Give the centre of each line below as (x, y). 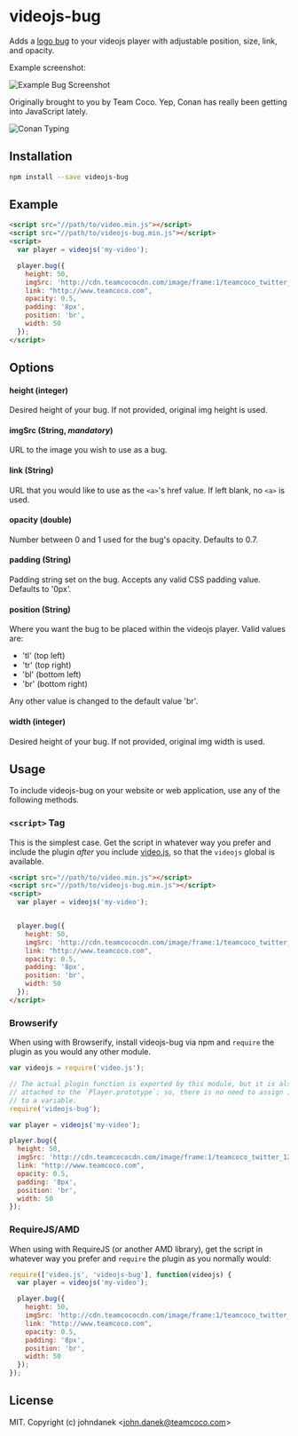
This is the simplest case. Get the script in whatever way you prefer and (140, 842)
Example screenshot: (47, 67)
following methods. (44, 800)
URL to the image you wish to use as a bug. (88, 450)
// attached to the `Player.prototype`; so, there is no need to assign (146, 1092)
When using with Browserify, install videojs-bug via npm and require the (142, 1042)
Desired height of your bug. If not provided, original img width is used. (137, 741)
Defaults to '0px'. (40, 589)
